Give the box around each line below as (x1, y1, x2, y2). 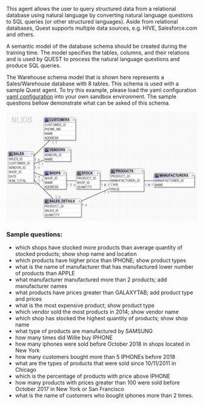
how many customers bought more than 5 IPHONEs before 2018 (15, 354, 176, 361)
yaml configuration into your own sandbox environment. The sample (6, 93, 177, 100)
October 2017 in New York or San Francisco (15, 386, 124, 393)
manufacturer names (15, 283, 68, 290)
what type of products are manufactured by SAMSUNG (15, 328, 153, 335)
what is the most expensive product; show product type (15, 302, 155, 309)
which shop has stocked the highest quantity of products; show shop (15, 315, 188, 322)
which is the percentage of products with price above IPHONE (15, 372, 171, 380)
